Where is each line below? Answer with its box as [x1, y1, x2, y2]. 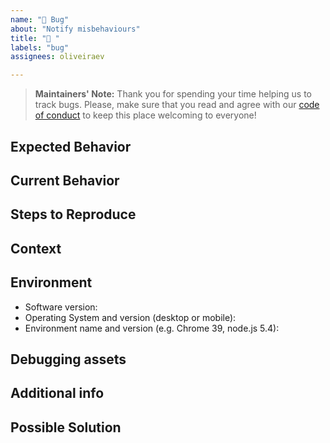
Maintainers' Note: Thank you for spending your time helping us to [34, 88, 312, 100]
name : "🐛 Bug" [10, 14, 70, 25]
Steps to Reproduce [10, 206, 137, 223]
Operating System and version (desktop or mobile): [24, 311, 237, 323]
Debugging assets [10, 351, 127, 368]
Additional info [10, 385, 105, 402]
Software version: [24, 301, 98, 313]
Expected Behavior [10, 138, 132, 155]
